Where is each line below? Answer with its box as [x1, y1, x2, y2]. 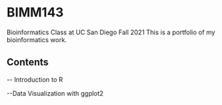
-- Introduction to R [6, 75, 63, 84]
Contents [6, 56, 49, 69]
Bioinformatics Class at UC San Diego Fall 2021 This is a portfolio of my [6, 28, 216, 36]
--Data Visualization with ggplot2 [6, 89, 104, 97]
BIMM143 [6, 4, 64, 21]
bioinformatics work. [6, 35, 67, 44]
